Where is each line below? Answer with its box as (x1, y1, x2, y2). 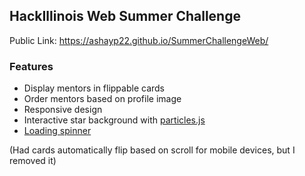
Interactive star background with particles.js (23, 114, 206, 126)
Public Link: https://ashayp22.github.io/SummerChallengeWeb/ (9, 34, 269, 46)
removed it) (9, 155, 57, 167)
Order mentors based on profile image (23, 93, 182, 105)
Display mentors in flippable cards (23, 82, 166, 94)
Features (9, 59, 54, 73)
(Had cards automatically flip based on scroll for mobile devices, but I (9, 144, 296, 156)
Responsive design (23, 104, 103, 116)
